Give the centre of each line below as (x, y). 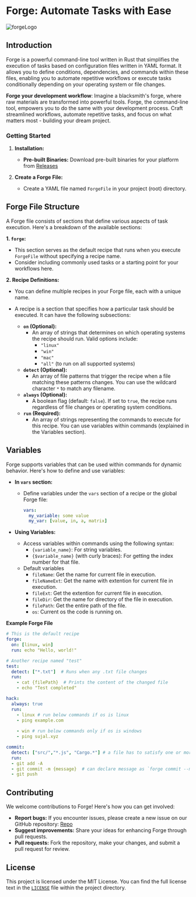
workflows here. (34, 268)
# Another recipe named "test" (44, 661)
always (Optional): (45, 394)
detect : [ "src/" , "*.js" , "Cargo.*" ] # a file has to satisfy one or (96, 753)
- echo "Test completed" (47, 688)
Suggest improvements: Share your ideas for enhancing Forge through (100, 830)
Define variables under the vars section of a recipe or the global (100, 493)
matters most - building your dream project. (58, 120)
